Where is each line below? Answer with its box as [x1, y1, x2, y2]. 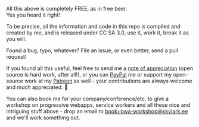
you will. [6, 36, 27, 42]
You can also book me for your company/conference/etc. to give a [6, 95, 169, 102]
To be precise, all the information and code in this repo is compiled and [6, 23, 181, 30]
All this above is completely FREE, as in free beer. [6, 5, 128, 12]
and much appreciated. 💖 [6, 84, 69, 91]
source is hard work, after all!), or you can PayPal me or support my [6, 71, 172, 78]
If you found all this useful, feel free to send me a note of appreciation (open [6, 65, 194, 72]
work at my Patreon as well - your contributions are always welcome [24, 77, 192, 84]
